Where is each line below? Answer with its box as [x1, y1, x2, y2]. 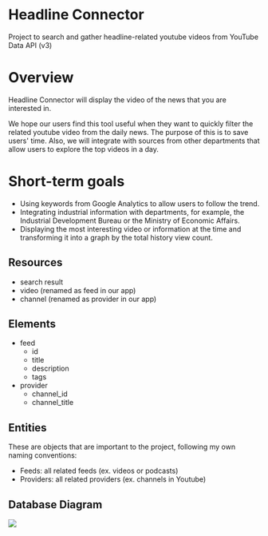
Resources [8, 256, 63, 269]
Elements [8, 317, 57, 331]
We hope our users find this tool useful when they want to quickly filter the [8, 118, 254, 129]
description [31, 363, 69, 373]
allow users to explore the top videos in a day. [8, 144, 160, 153]
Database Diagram [8, 498, 103, 511]
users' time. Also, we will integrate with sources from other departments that [8, 136, 261, 145]
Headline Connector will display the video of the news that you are [8, 94, 227, 105]
